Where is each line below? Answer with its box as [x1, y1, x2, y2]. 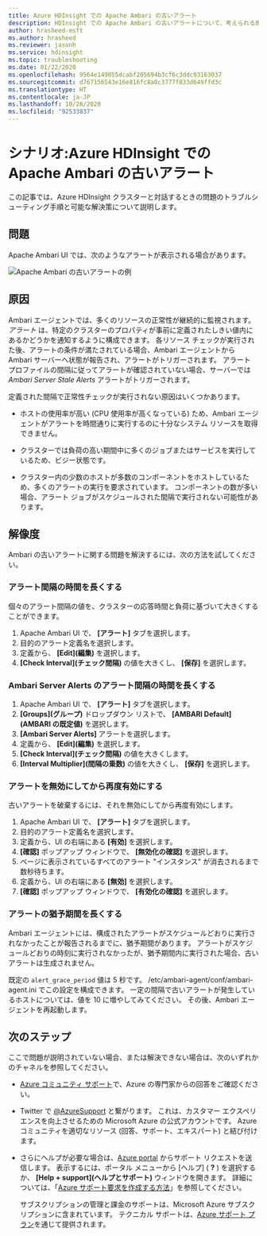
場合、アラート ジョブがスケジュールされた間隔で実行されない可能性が [19, 492, 252, 502]
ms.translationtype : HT [8, 85, 87, 94]
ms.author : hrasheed [8, 33, 77, 42]
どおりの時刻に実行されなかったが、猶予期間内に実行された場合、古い [29, 947, 259, 958]
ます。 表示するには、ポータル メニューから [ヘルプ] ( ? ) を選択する [33, 1163, 257, 1172]
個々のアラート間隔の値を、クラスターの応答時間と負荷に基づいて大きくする [8, 601, 259, 610]
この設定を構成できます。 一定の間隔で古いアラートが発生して [44, 985, 249, 994]
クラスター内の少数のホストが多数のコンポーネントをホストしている [19, 472, 243, 482]
